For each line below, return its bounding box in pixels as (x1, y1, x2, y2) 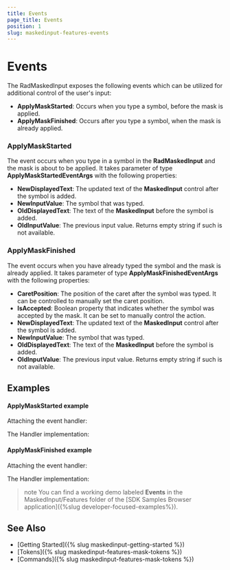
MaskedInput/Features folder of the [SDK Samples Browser (23, 495, 192, 503)
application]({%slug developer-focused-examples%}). (23, 503, 179, 511)
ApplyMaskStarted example (7, 402, 89, 410)
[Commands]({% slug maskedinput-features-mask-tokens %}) (16, 555, 194, 564)
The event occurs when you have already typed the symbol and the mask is (7, 261, 222, 270)
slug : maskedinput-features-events (7, 29, 109, 36)
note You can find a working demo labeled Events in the (23, 487, 183, 496)
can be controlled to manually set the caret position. (16, 296, 165, 305)
